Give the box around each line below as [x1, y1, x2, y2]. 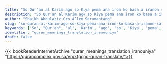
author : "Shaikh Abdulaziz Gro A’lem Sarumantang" [5, 16, 112, 21]
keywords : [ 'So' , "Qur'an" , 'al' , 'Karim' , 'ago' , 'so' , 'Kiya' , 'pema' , [5, 26, 162, 31]
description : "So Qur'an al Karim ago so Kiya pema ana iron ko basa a [5, 12, 157, 17]
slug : [5, 21, 16, 26]
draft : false [5, 35, 32, 40]
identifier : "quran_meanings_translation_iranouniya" [5, 30, 119, 35]
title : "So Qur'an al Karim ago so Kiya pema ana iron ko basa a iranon [5, 7, 159, 12]
